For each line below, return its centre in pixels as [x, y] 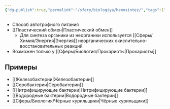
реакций [73, 46]
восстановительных [41, 46]
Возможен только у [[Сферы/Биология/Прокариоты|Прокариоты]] [84, 51]
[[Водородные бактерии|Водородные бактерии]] [65, 96]
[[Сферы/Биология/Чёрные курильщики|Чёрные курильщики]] [80, 101]
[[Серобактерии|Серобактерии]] [47, 85]
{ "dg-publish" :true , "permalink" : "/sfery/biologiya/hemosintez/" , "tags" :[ [84, 10]
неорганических [96, 41]
